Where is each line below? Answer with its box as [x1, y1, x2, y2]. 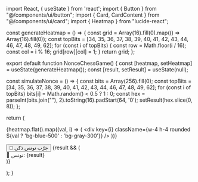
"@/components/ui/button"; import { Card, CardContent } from [6, 11, 160, 18]
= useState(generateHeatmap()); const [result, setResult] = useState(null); [6, 66, 188, 73]
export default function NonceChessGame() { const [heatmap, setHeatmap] [6, 59, 193, 67]
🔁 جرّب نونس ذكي [9, 145, 48, 151]
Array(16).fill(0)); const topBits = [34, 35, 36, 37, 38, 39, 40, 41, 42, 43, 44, [6, 36, 189, 42]
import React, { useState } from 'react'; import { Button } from [6, 5, 157, 12]
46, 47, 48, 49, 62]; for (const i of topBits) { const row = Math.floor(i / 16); [6, 42, 187, 49]
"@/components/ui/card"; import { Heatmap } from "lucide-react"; [6, 18, 169, 24]
